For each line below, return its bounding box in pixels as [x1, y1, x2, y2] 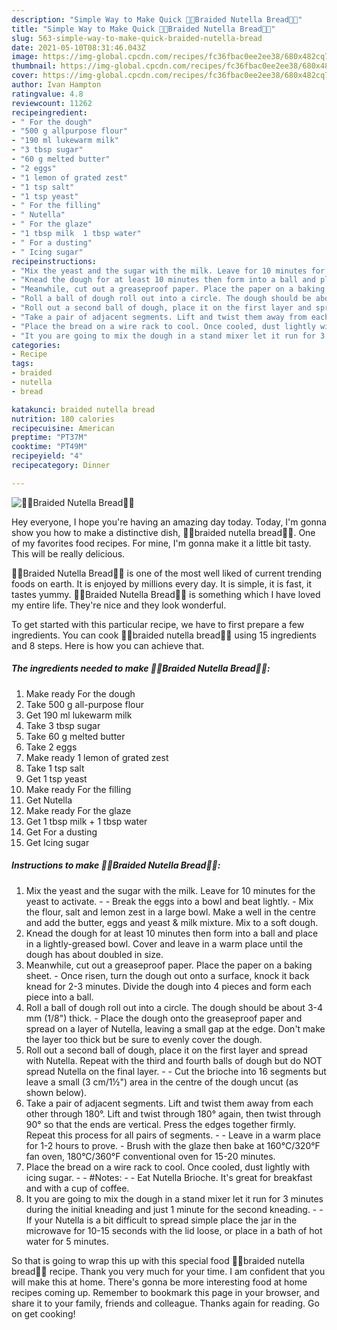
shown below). [25, 1086, 88, 1098]
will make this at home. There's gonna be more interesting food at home [11, 1276, 308, 1288]
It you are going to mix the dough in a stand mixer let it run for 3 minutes [25, 1192, 324, 1205]
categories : [11, 340, 61, 350]
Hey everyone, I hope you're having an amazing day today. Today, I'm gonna [11, 516, 327, 528]
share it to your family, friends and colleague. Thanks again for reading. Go [11, 1297, 320, 1309]
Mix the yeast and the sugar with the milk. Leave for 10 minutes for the [25, 884, 316, 896]
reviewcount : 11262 [11, 98, 93, 108]
